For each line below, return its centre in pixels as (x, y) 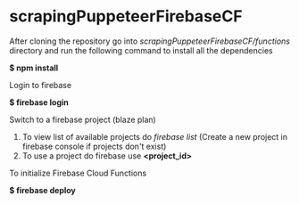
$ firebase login (39, 102)
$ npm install (34, 68)
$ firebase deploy (42, 190)
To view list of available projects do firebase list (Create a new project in (155, 136)
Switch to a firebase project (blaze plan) (83, 119)
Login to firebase (41, 85)
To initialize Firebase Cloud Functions (78, 173)
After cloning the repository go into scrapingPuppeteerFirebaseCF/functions (149, 41)
